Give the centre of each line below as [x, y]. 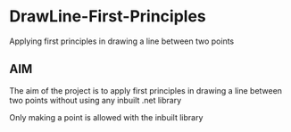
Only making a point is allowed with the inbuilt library [106, 117]
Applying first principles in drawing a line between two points [122, 41]
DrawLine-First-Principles [108, 16]
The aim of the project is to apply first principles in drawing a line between [146, 90]
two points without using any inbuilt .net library [96, 100]
